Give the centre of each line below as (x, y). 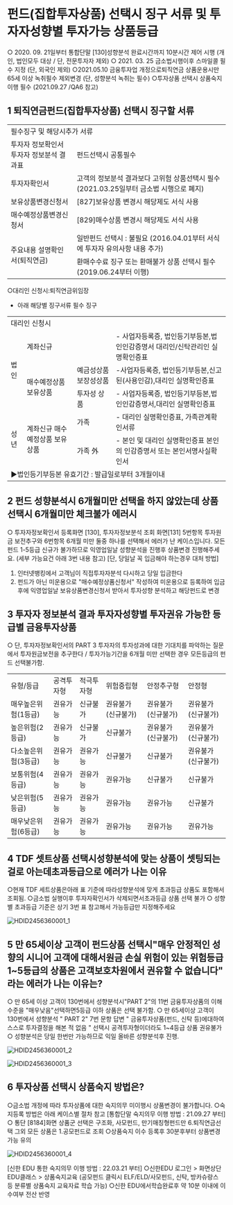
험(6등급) (25, 832)
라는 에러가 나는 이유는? (55, 983)
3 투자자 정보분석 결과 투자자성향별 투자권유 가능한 (109, 614)
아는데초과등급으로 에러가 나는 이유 (96, 871)
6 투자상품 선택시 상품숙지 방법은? (76, 1087)
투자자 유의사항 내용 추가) (124, 249)
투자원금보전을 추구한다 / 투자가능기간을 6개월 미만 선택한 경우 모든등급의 (119, 654)
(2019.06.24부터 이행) (113, 272)
